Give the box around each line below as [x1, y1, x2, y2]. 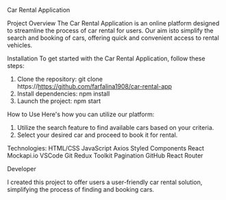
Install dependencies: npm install [16, 89, 110, 98]
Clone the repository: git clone [16, 75, 103, 83]
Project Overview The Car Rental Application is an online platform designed [7, 19, 220, 27]
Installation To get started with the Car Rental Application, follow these [7, 54, 205, 63]
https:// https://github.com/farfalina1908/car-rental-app [16, 82, 173, 90]
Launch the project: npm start [16, 97, 101, 105]
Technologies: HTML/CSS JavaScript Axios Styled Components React [7, 144, 204, 152]
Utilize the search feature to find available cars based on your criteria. [16, 124, 214, 131]
